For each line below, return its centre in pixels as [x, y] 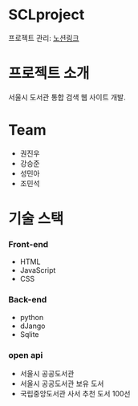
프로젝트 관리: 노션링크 [44, 38]
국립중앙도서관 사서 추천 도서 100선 [75, 393]
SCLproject [47, 15]
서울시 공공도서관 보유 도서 [62, 384]
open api [26, 355]
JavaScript [38, 270]
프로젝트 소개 [49, 73]
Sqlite [29, 334]
